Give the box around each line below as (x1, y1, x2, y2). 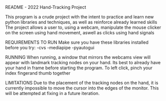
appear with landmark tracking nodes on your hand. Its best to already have (5, 60, 161, 65)
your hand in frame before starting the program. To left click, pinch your (5, 65, 153, 71)
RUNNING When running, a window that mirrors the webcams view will (5, 54, 151, 60)
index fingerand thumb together (5, 70, 71, 76)
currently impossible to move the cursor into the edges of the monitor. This (5, 85, 159, 91)
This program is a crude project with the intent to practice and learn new (5, 14, 154, 19)
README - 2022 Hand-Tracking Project (5, 4, 86, 10)
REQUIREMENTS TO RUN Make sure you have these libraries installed (5, 39, 149, 45)
